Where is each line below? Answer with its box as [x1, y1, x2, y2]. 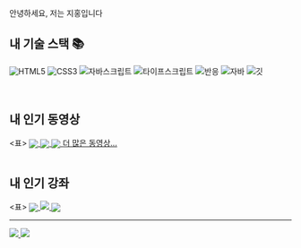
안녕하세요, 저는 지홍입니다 [9, 8, 103, 18]
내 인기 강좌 [9, 175, 70, 191]
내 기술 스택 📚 [9, 37, 85, 52]
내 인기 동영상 [9, 112, 81, 127]
